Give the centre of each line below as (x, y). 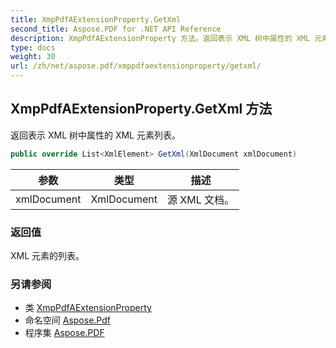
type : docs (33, 47)
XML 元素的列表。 (47, 255)
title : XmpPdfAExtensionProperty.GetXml (96, 19)
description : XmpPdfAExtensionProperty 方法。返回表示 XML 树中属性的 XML (160, 38)
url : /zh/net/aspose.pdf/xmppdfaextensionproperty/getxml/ (136, 66)
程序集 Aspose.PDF (64, 333)
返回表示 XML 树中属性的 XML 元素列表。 (95, 135)
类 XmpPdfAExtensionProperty (88, 308)
